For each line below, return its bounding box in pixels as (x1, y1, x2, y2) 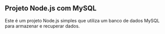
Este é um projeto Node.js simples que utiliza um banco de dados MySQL (5, 17, 160, 23)
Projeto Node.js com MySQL (5, 4, 97, 13)
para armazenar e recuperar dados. (5, 23, 80, 29)
